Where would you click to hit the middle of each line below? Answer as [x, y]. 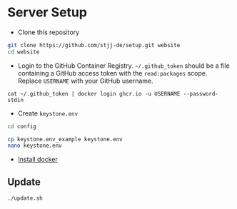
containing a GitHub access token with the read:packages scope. [112, 73]
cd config [22, 126]
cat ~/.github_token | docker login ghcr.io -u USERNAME [94, 93]
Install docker [38, 159]
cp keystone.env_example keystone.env [65, 139]
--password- [201, 93]
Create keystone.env [48, 113]
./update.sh [25, 198]
